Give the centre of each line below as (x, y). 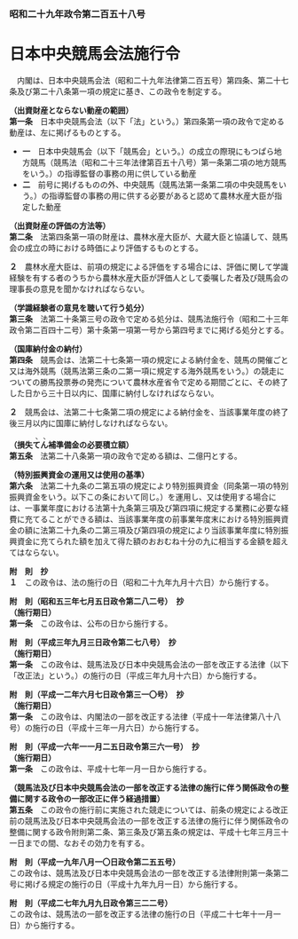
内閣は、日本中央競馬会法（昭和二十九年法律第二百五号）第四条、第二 (145, 80)
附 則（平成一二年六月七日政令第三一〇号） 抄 (97, 694)
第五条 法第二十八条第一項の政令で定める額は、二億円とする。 (125, 455)
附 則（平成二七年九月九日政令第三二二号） (91, 903)
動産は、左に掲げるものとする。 (67, 132)
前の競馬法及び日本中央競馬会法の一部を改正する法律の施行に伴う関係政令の (149, 821)
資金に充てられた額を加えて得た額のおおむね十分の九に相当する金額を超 (149, 541)
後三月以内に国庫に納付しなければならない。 (91, 422)
